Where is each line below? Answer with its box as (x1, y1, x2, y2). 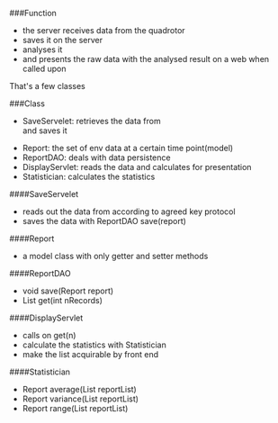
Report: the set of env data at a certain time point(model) (22, 143, 234, 153)
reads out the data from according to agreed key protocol (22, 206, 236, 217)
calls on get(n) (22, 330, 76, 340)
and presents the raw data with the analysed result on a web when (22, 54, 270, 64)
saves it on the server (22, 35, 103, 45)
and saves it (22, 125, 67, 136)
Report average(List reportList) (22, 384, 137, 394)
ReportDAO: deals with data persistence (22, 152, 171, 163)
